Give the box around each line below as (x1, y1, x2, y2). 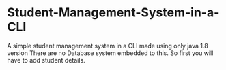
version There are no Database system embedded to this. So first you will (7, 49, 214, 57)
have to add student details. (7, 56, 85, 64)
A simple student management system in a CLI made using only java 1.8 (7, 41, 208, 50)
